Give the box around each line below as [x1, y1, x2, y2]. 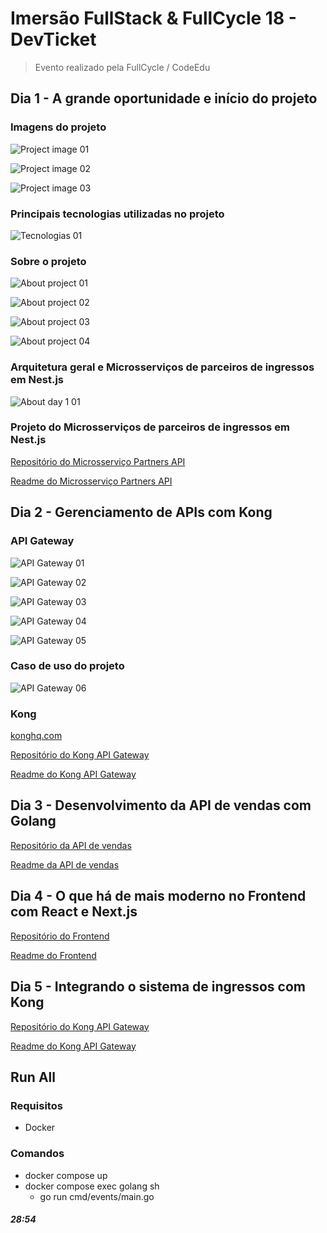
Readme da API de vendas [10, 858, 120, 871]
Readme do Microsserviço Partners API [10, 475, 173, 487]
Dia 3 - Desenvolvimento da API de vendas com [10, 797, 312, 814]
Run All [10, 1068, 56, 1086]
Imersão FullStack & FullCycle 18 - [10, 7, 297, 30]
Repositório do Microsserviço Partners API [10, 455, 186, 467]
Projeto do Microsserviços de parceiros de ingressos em [10, 420, 290, 434]
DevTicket [10, 28, 97, 51]
